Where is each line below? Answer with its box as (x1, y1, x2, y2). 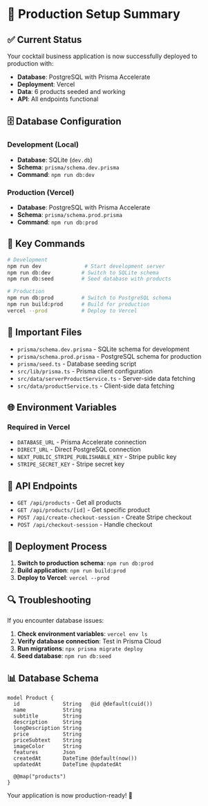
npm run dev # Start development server (7, 263, 166, 270)
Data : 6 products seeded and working (17, 88, 126, 95)
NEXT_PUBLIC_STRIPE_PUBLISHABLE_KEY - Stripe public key (17, 453, 177, 461)
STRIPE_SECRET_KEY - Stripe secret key (17, 460, 125, 469)
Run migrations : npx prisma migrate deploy (17, 644, 143, 653)
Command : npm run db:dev (17, 170, 95, 178)
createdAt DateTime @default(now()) (13, 755, 138, 762)
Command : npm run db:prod (17, 218, 98, 226)
